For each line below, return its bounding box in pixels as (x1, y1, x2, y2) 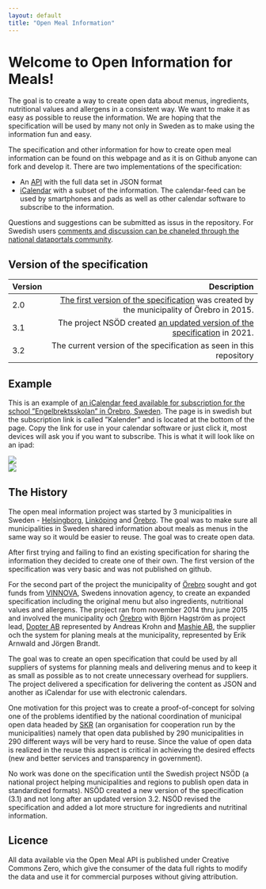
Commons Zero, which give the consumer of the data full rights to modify (8, 863, 248, 872)
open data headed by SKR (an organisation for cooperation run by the (8, 719, 236, 729)
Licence (8, 834, 49, 848)
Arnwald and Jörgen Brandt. (8, 639, 101, 648)
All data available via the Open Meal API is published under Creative (8, 855, 230, 864)
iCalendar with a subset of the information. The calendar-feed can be (19, 185, 246, 195)
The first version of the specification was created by (59, 295, 254, 306)
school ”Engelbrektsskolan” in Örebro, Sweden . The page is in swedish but (8, 406, 253, 416)
